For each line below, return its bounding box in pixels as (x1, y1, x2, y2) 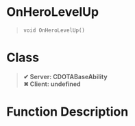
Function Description (6, 104, 129, 120)
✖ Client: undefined (23, 80, 81, 88)
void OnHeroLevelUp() (23, 27, 85, 34)
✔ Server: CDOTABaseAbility (23, 72, 108, 81)
